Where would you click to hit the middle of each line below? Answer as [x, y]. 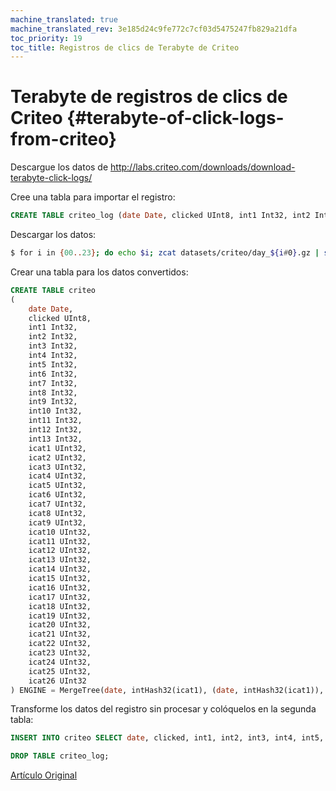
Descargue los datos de [59, 167]
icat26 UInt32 [57, 681]
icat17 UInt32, [60, 597]
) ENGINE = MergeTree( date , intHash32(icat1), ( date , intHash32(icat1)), [167, 690]
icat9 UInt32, [57, 522]
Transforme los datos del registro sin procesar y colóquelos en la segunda [163, 709]
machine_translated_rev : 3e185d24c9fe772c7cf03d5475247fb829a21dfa [154, 29]
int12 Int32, [55, 430]
